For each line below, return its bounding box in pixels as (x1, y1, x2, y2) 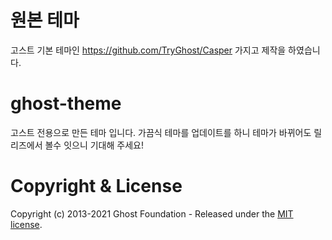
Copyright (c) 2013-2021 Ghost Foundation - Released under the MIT (10, 207, 294, 220)
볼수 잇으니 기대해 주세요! (44, 139, 144, 151)
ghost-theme (10, 92, 122, 115)
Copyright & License (10, 175, 183, 198)
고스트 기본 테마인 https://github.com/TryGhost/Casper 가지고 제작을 (10, 44, 287, 56)
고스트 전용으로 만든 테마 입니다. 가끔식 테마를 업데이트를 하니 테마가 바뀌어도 (10, 126, 312, 138)
